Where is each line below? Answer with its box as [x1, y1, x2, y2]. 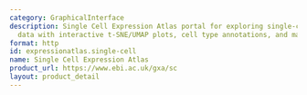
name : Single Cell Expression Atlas [9, 55, 149, 64]
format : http [9, 38, 59, 48]
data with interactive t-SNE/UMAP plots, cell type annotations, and [17, 30, 288, 39]
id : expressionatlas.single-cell [9, 47, 137, 56]
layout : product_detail [9, 72, 101, 81]
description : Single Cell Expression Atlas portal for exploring [9, 22, 263, 31]
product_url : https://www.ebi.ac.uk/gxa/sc [9, 64, 178, 73]
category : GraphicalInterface [9, 13, 125, 23]
